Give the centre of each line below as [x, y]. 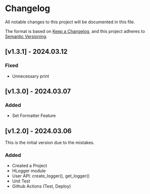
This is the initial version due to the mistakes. [50, 143]
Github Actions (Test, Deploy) [41, 186]
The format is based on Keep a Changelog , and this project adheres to [75, 31]
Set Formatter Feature [34, 116]
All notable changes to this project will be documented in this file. [70, 22]
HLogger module [29, 171]
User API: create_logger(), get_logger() [51, 176]
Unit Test [21, 181]
